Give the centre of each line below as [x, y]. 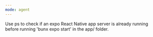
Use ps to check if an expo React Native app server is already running [77, 24]
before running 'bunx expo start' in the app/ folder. [57, 29]
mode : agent [17, 10]
